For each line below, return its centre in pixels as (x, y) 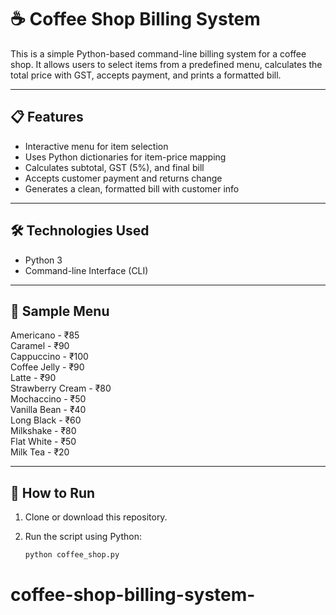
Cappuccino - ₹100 (49, 357)
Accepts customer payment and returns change (123, 178)
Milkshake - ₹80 (43, 431)
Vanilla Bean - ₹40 (48, 410)
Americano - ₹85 (45, 335)
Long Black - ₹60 (46, 420)
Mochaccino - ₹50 (48, 399)
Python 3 (43, 260)
